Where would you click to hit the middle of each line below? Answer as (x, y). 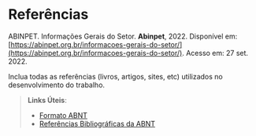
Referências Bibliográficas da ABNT (97, 123)
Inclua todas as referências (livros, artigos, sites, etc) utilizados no (115, 76)
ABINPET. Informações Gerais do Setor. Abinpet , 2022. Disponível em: (123, 36)
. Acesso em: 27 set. (215, 53)
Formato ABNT (63, 115)
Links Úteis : (47, 100)
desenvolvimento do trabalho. (56, 85)
